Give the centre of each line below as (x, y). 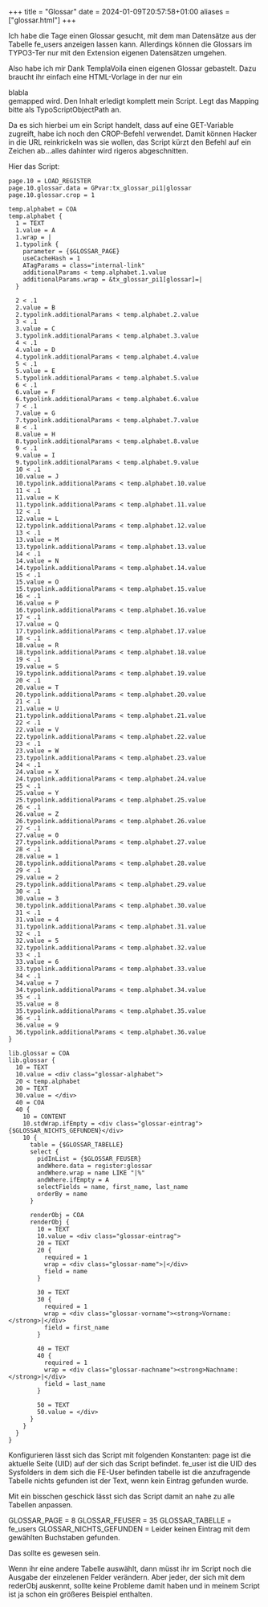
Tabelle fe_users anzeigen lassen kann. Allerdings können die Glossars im (130, 44)
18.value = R (37, 646)
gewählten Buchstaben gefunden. (64, 1537)
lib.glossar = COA (39, 1053)
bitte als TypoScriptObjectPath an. (65, 109)
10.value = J (37, 477)
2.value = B (36, 308)
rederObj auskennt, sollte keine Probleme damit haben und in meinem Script (134, 1586)
